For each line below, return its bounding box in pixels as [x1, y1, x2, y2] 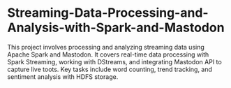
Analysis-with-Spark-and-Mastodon [7, 20, 225, 36]
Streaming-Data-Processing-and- [7, 5, 209, 21]
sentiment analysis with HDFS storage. [7, 72, 119, 81]
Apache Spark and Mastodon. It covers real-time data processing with [7, 50, 209, 59]
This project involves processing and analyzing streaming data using [7, 43, 204, 51]
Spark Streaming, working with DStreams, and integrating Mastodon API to [7, 57, 222, 66]
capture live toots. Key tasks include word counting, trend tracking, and [7, 65, 213, 73]
